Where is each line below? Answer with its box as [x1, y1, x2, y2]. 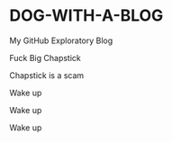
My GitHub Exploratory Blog [9, 35, 113, 46]
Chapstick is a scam [9, 69, 85, 81]
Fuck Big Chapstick [9, 52, 81, 63]
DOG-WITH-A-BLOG [9, 5, 164, 26]
